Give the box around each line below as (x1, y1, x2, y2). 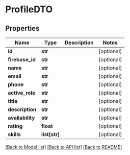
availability (8, 114, 35, 121)
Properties (5, 24, 40, 33)
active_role (8, 90, 36, 96)
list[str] (41, 131, 60, 138)
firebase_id (8, 56, 36, 63)
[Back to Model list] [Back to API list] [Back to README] (5, 144, 122, 150)
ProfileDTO (5, 4, 53, 15)
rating (8, 123, 23, 129)
